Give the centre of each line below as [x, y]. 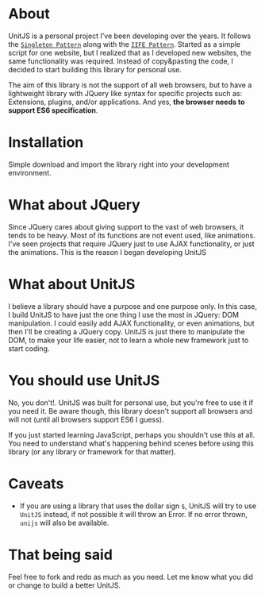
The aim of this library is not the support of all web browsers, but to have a [130, 85]
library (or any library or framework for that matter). [92, 451]
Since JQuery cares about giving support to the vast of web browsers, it [126, 226]
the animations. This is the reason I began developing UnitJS [107, 252]
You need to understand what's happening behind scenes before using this [131, 443]
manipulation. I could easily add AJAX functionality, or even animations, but [132, 323]
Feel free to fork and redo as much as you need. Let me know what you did [131, 577]
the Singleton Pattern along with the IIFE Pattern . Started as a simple [124, 44]
